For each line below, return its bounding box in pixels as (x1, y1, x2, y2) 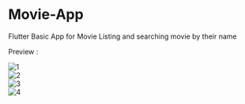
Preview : (8, 46, 39, 56)
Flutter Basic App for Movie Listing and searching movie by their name (8, 32, 237, 41)
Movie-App (8, 6, 85, 24)
